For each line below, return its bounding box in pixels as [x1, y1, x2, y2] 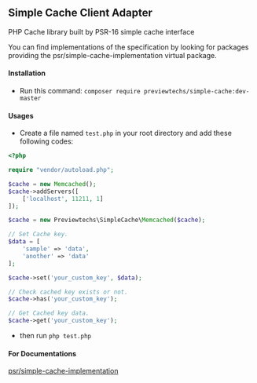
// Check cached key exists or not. [8, 288, 128, 296]
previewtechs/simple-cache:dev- [144, 88, 250, 96]
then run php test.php [19, 331, 92, 341]
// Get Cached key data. [8, 309, 90, 317]
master [19, 94, 42, 103]
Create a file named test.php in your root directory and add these [19, 129, 232, 138]
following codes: [19, 137, 74, 146]
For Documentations [8, 348, 77, 358]
